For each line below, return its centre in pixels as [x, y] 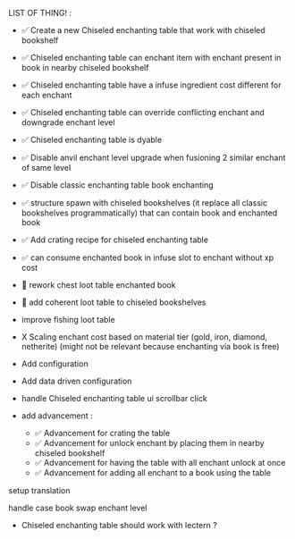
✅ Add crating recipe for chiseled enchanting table [115, 240]
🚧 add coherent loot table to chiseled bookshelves [114, 302]
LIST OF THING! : [40, 13]
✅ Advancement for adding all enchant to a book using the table [153, 472]
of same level [46, 168]
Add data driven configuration [76, 381]
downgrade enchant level [68, 122]
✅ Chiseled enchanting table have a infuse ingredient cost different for [151, 85]
